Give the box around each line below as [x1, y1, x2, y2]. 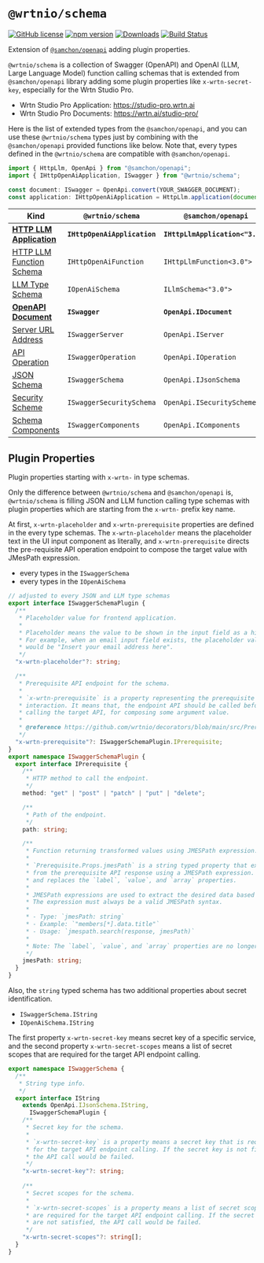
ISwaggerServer [67, 330, 124, 339]
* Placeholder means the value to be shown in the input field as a [18, 628, 247, 636]
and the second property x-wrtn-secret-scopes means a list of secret [8, 1042, 233, 1050]
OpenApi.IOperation [163, 353, 236, 362]
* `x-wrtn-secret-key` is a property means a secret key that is [25, 1138, 244, 1146]
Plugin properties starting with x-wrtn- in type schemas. [8, 472, 190, 482]
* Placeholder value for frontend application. [18, 613, 178, 622]
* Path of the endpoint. [25, 810, 108, 819]
